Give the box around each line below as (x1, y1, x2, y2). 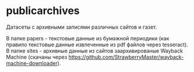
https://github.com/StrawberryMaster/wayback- (68, 53, 184, 60)
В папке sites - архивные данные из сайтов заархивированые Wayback (6, 47, 184, 54)
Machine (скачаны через (6, 53, 68, 60)
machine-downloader (6, 60, 58, 67)
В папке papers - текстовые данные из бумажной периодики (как (6, 35, 170, 42)
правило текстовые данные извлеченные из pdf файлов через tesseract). (6, 41, 188, 48)
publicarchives (6, 4, 80, 18)
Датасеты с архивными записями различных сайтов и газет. (6, 23, 157, 30)
